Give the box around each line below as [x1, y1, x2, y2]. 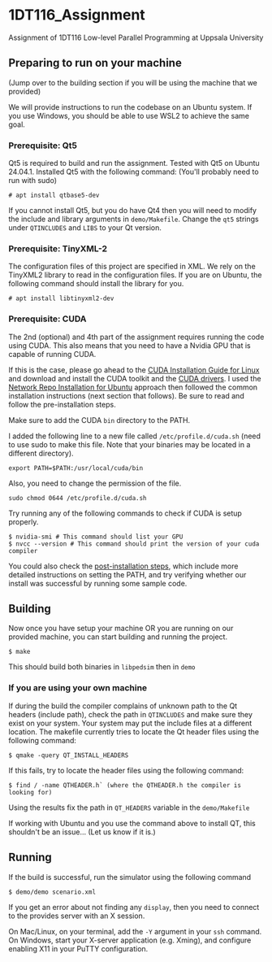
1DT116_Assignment [8, 6, 146, 24]
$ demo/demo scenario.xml [8, 888, 96, 896]
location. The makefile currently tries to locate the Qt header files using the [8, 726, 260, 737]
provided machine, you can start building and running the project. [8, 632, 228, 642]
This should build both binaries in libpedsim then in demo [8, 662, 196, 672]
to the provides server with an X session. [8, 911, 145, 921]
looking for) [8, 788, 53, 796]
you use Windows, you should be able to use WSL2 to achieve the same [8, 111, 250, 120]
